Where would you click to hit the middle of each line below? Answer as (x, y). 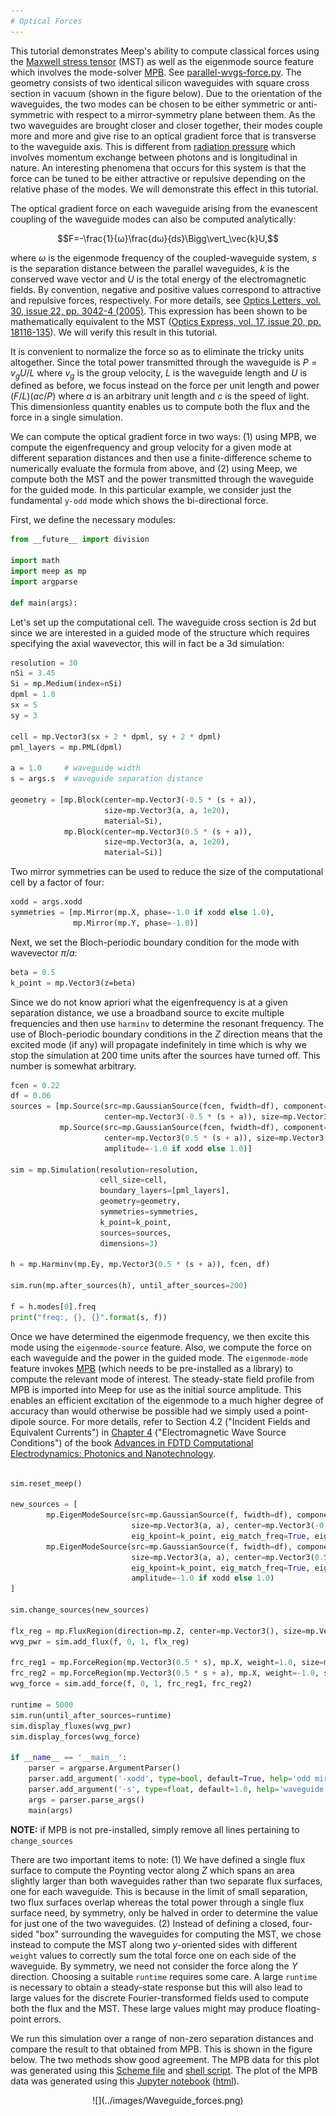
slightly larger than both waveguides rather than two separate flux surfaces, (166, 1881)
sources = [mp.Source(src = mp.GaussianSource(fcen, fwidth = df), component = (169, 1106)
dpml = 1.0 (33, 695)
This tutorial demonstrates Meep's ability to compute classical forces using (165, 51)
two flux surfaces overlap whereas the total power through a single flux (157, 1902)
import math (35, 561)
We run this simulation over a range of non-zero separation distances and (162, 2038)
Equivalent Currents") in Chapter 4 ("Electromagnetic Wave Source (148, 1432)
